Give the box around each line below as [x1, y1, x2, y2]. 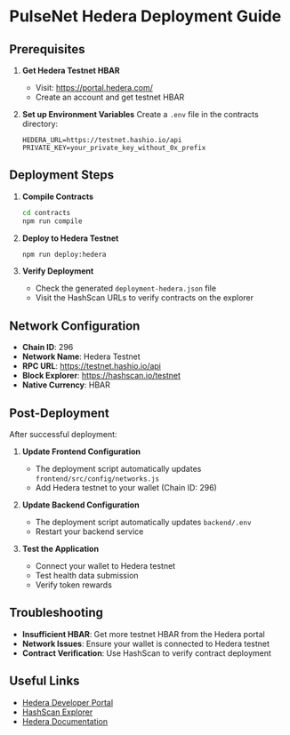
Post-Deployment [9, 405, 109, 420]
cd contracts [21, 208, 71, 217]
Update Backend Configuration [21, 499, 140, 510]
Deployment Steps [9, 167, 114, 183]
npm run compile [21, 216, 83, 226]
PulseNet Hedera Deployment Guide [9, 6, 282, 27]
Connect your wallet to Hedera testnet [35, 561, 176, 571]
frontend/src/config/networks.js [35, 475, 160, 483]
